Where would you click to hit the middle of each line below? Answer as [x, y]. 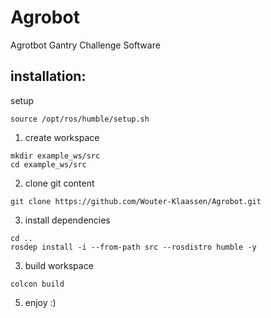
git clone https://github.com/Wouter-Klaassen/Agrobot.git [136, 201]
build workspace [59, 265]
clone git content [59, 183]
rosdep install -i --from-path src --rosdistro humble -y [133, 247]
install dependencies [67, 220]
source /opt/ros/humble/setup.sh [80, 119]
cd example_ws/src [48, 164]
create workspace [62, 137]
